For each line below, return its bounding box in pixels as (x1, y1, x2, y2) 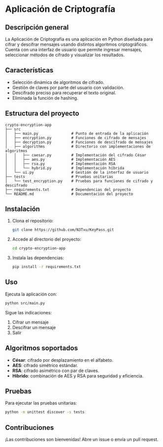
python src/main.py (5, 300, 45, 305)
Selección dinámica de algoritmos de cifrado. (12, 79, 104, 85)
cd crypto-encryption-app (12, 246, 65, 251)
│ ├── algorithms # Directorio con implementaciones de (5, 144, 151, 149)
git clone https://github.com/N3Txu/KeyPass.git (12, 227, 114, 232)
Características (5, 66, 54, 74)
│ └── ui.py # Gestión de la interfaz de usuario (5, 170, 149, 175)
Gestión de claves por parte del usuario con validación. (12, 84, 125, 90)
